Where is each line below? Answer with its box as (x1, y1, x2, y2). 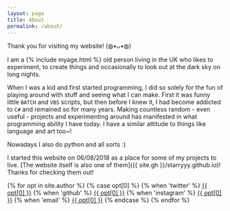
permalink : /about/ (7, 23, 63, 29)
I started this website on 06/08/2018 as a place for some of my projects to (7, 153, 217, 162)
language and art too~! (7, 127, 72, 136)
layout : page (7, 10, 45, 17)
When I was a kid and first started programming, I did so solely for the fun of (7, 84, 223, 92)
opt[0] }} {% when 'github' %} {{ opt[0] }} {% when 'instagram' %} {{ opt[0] (7, 189, 222, 197)
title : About (7, 16, 45, 23)
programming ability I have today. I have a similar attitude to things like (7, 120, 206, 128)
